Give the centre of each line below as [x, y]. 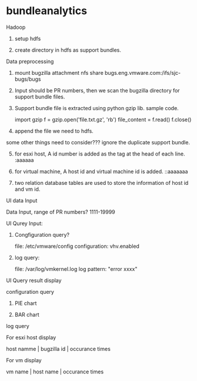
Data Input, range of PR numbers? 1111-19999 [61, 212]
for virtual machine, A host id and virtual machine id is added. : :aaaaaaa [101, 171]
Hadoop [16, 27]
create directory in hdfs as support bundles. [68, 50]
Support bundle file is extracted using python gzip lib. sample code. [97, 108]
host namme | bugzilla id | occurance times [58, 349]
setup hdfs [28, 38]
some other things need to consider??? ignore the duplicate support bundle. [98, 142]
